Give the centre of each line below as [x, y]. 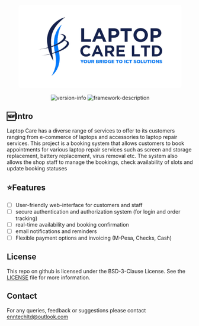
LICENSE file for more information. [49, 277]
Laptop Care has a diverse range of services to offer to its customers [91, 130]
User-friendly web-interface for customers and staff [79, 205]
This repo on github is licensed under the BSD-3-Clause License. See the [96, 271]
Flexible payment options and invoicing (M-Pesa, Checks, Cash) [94, 238]
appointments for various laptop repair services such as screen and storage [99, 149]
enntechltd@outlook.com [38, 317]
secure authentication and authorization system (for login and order [98, 211]
